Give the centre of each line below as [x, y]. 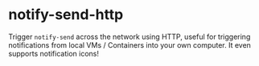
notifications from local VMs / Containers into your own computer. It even [130, 45]
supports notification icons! [53, 53]
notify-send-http [66, 15]
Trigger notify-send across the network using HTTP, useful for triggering [129, 37]
